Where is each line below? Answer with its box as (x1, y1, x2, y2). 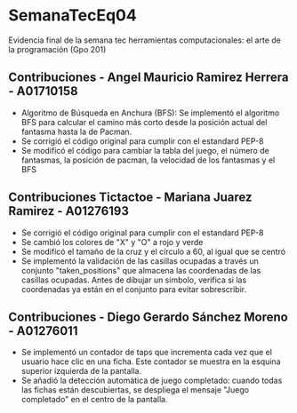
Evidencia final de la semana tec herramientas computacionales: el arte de (8, 35, 281, 45)
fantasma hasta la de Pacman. (20, 126, 132, 137)
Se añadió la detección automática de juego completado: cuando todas (20, 375, 283, 386)
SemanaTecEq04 (8, 5, 137, 26)
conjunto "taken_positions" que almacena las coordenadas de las (20, 265, 261, 275)
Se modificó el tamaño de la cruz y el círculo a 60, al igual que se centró (20, 246, 286, 257)
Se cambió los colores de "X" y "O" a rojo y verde (20, 236, 204, 247)
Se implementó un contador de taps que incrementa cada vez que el (20, 347, 273, 358)
